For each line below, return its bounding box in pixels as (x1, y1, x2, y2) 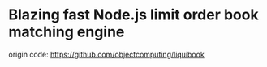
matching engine (8, 23, 125, 41)
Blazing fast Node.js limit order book (8, 6, 259, 24)
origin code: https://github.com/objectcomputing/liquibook (8, 49, 205, 59)
